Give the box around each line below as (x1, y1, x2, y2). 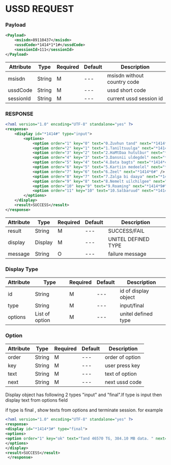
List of (35, 310, 50, 317)
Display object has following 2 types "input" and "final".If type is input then (5, 391, 162, 398)
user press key (104, 362, 140, 369)
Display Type (5, 265, 38, 273)
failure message (108, 250, 147, 257)
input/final (119, 302, 144, 309)
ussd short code (107, 86, 146, 93)
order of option (104, 354, 141, 361)
